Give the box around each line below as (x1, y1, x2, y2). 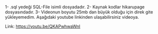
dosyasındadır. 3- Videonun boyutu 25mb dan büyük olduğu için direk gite (5, 9, 154, 15)
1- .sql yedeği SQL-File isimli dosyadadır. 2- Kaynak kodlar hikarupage (5, 4, 145, 10)
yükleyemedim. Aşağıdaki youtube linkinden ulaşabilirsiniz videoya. (5, 14, 139, 20)
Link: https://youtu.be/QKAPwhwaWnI (5, 23, 81, 29)
